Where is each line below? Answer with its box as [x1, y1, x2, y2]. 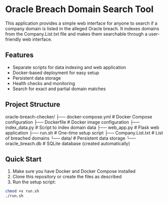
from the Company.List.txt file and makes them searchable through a [5, 31, 147, 37]
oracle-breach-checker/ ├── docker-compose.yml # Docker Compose [5, 113, 152, 119]
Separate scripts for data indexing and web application [12, 64, 126, 70]
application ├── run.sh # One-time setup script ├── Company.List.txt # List [5, 129, 163, 136]
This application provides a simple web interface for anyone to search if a [5, 20, 157, 26]
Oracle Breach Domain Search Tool [5, 4, 154, 15]
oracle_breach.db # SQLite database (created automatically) [5, 140, 130, 147]
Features [5, 51, 34, 59]
